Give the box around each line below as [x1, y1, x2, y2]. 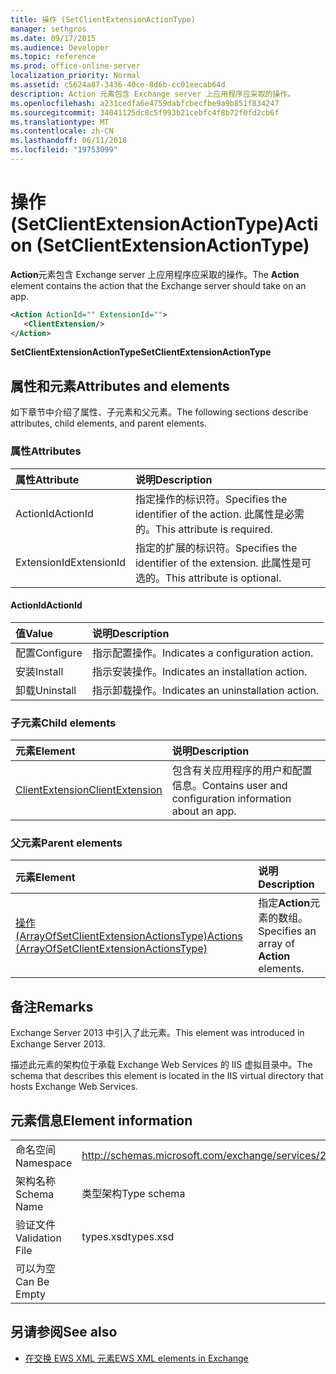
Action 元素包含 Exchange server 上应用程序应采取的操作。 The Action [10, 268, 300, 280]
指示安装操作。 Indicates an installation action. [91, 664, 308, 678]
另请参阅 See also [10, 1324, 118, 1341]
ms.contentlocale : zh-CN [10, 126, 114, 136]
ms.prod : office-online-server [10, 61, 141, 71]
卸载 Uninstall [15, 683, 77, 697]
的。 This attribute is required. [134, 522, 273, 536]
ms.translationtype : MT [10, 117, 110, 127]
